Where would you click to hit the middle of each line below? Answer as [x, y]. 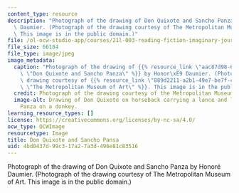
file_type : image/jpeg [41, 54]
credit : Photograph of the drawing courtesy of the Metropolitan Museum [124, 93]
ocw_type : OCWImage [36, 126]
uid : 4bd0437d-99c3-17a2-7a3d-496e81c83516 [73, 147]
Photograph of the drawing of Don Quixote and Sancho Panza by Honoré [114, 167]
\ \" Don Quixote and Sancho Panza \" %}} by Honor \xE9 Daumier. [116, 73]
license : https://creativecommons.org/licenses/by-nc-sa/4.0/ [101, 120]
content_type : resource [43, 14]
